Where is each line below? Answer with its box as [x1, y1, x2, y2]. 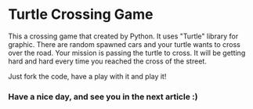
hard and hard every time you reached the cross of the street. [8, 56, 208, 66]
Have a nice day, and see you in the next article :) [8, 91, 198, 102]
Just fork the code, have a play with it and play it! [8, 71, 167, 81]
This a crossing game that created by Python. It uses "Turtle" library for [8, 31, 239, 41]
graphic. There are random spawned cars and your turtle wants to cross [8, 39, 240, 49]
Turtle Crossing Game [8, 5, 154, 24]
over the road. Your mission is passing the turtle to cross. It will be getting [8, 48, 246, 57]
